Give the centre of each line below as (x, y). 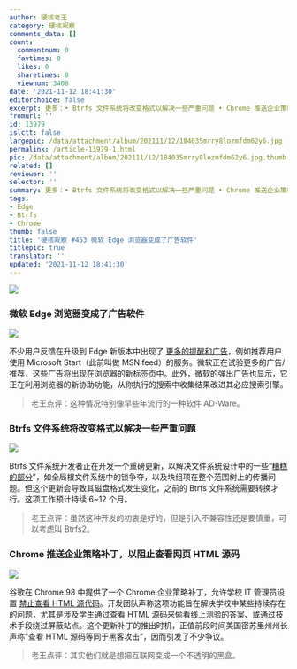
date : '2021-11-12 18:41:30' (63, 91)
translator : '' (37, 257)
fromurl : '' (31, 116)
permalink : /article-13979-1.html (73, 149)
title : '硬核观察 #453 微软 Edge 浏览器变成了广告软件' (103, 240)
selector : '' (33, 183)
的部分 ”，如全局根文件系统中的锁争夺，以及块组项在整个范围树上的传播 (139, 477)
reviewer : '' (33, 174)
